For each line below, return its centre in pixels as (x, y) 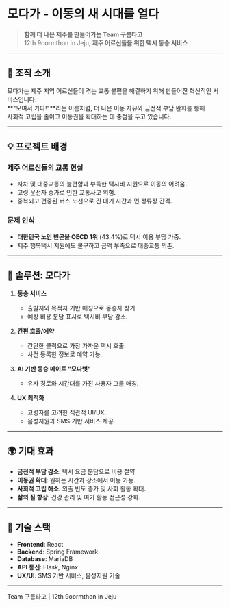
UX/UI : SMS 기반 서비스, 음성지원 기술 (69, 575)
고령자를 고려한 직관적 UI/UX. (67, 412)
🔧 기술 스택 (29, 527)
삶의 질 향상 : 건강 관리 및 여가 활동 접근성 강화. (78, 497)
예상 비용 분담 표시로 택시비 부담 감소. (77, 317)
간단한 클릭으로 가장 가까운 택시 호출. (77, 345)
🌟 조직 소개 (29, 73)
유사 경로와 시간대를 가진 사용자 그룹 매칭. (83, 383)
